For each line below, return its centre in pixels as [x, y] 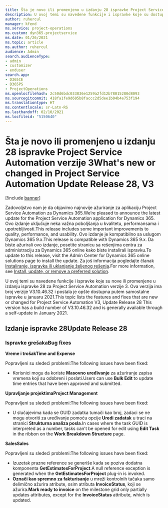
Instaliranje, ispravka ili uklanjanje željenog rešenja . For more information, [80, 266]
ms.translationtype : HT [30, 103]
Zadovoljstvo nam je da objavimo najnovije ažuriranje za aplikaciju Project [81, 207]
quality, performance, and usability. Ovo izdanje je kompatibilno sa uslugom [83, 234]
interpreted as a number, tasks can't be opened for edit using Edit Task [86, 428]
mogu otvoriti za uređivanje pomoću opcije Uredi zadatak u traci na [82, 418]
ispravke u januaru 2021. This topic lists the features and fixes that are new [82, 297]
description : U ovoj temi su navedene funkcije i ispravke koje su [77, 14]
